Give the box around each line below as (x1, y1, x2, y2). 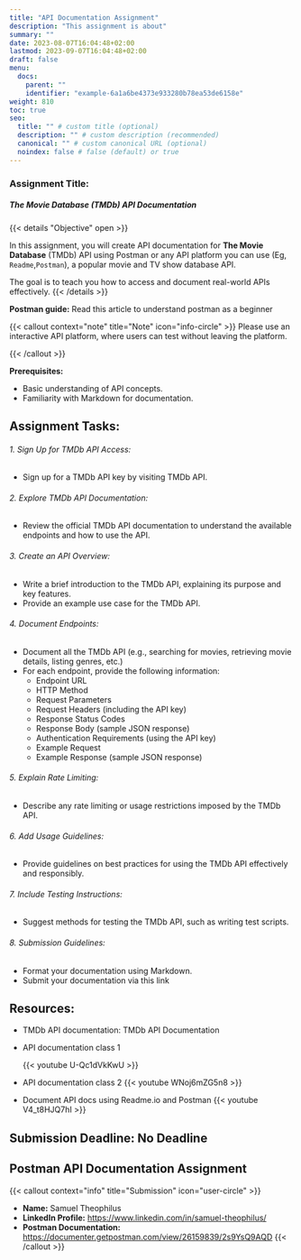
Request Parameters (35, 694, 113, 704)
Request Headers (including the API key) (35, 704, 187, 714)
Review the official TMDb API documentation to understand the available (22, 520, 292, 531)
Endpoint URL (35, 675, 87, 685)
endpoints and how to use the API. (22, 529, 150, 541)
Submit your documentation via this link (22, 975, 169, 986)
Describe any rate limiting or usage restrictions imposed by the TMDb (22, 800, 281, 811)
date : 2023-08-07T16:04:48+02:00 (9, 38, 135, 48)
